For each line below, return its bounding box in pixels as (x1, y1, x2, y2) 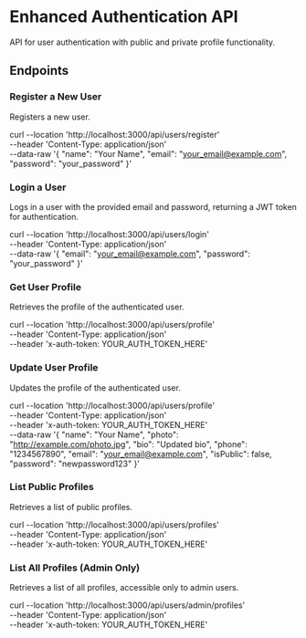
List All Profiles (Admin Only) (9, 561, 141, 574)
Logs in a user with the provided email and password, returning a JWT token (9, 201, 297, 212)
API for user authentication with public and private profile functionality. (9, 37, 276, 47)
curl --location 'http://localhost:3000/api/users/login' (9, 228, 210, 239)
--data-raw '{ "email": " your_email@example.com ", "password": (9, 248, 251, 259)
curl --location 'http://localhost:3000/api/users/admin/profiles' (9, 600, 246, 611)
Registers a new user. (9, 111, 91, 122)
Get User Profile (9, 280, 82, 293)
